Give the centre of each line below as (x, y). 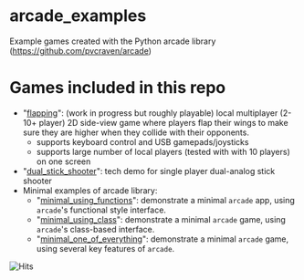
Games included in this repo (118, 88)
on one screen (63, 161)
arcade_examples (78, 16)
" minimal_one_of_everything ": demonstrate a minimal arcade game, (162, 239)
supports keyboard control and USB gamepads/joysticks (142, 141)
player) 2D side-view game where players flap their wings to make (164, 122)
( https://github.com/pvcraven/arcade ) (81, 50)
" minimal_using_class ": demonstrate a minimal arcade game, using (161, 219)
